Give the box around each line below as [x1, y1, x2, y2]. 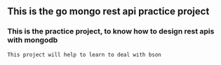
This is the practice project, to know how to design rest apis [7, 27, 215, 36]
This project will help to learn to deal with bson [7, 51, 161, 58]
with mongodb [7, 35, 58, 45]
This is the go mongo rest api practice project [7, 6, 210, 17]
